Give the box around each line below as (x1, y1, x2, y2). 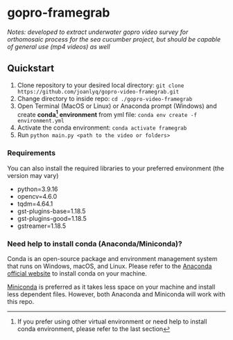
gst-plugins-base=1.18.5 (17, 206, 86, 215)
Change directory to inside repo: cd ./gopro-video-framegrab (17, 94, 193, 102)
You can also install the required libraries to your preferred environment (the (7, 164, 225, 172)
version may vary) (7, 171, 59, 179)
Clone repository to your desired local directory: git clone (17, 81, 184, 89)
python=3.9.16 (17, 185, 58, 193)
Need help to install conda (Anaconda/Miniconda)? (7, 239, 182, 249)
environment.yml (17, 118, 64, 125)
